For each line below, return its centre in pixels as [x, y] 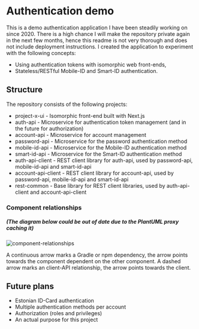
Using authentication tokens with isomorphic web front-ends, [91, 65]
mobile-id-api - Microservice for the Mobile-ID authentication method [101, 147]
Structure [25, 90]
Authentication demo [60, 11]
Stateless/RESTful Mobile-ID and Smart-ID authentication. [86, 71]
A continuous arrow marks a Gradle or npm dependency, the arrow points [97, 255]
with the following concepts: [41, 53]
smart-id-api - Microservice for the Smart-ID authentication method [98, 154]
